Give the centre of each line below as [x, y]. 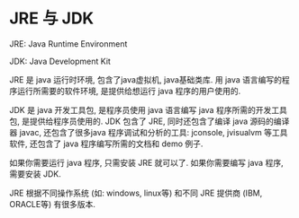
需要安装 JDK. [35, 174]
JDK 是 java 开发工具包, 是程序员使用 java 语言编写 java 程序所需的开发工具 [149, 109]
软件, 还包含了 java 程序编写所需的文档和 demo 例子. [106, 144]
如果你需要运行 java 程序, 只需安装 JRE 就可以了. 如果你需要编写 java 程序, [146, 162]
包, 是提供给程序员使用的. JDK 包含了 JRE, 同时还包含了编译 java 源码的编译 [149, 121]
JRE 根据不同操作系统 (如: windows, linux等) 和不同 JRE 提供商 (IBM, [136, 193]
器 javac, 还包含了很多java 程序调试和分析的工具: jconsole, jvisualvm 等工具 [149, 132]
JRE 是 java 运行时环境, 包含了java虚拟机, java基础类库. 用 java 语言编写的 [145, 79]
